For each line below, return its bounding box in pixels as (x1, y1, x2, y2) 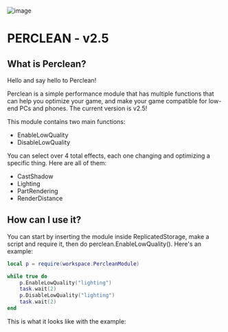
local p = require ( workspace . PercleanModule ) (7, 260, 139, 267)
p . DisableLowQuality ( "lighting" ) (19, 292, 115, 299)
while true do (7, 273, 48, 280)
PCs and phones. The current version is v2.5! (19, 104, 148, 112)
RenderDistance (16, 194, 63, 203)
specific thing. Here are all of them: (7, 159, 107, 167)
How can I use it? (7, 214, 82, 226)
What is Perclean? (7, 58, 87, 70)
